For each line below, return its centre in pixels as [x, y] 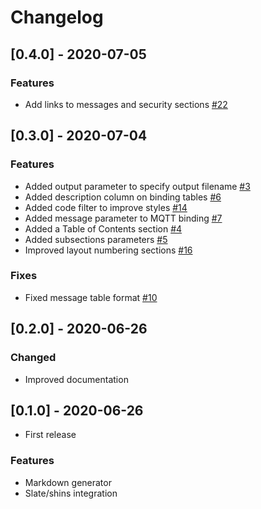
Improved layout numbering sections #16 [108, 250]
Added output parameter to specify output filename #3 [137, 186]
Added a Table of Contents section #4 [103, 228]
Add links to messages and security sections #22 [126, 104]
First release [50, 435]
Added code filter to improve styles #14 [106, 207]
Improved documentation [76, 379]
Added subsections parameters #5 [96, 239]
